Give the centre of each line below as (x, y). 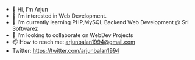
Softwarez (25, 28)
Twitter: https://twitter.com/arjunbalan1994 (66, 51)
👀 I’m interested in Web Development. (59, 16)
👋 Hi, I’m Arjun (30, 9)
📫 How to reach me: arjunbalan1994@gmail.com (73, 42)
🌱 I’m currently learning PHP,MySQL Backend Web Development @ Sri (100, 22)
